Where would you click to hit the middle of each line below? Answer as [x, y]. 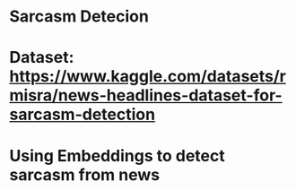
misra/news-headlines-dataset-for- [146, 95]
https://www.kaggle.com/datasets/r [148, 77]
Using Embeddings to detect [118, 155]
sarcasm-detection [82, 115]
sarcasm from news [84, 174]
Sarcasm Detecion [79, 17]
